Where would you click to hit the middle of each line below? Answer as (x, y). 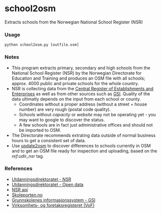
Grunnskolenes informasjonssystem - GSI (53, 200)
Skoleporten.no (27, 195)
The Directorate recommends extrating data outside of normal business (83, 135)
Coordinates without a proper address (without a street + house (83, 104)
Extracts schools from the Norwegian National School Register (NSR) (74, 22)
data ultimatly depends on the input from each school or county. (76, 99)
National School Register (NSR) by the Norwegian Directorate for (77, 73)
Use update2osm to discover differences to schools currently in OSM (81, 146)
